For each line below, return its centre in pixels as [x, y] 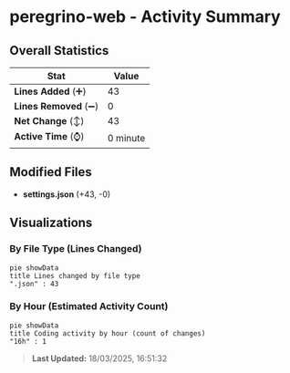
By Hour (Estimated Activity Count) [89, 306]
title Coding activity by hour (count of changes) [108, 333]
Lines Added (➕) [50, 91]
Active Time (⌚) [49, 136]
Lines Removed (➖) [56, 106]
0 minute [126, 138]
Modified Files [51, 172]
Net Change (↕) [49, 121]
